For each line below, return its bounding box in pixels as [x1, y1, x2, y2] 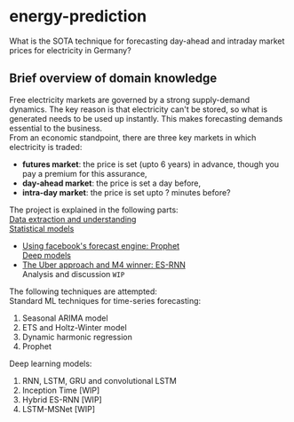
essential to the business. [9, 123, 103, 133]
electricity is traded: [9, 141, 83, 152]
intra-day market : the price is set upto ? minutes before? [21, 187, 231, 197]
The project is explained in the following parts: [9, 204, 179, 215]
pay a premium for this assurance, [21, 168, 148, 179]
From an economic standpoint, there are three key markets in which [9, 131, 257, 143]
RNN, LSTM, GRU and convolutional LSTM [21, 375, 178, 386]
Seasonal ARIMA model [21, 313, 108, 323]
